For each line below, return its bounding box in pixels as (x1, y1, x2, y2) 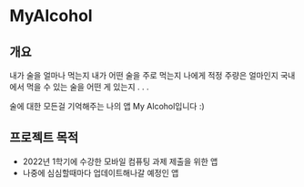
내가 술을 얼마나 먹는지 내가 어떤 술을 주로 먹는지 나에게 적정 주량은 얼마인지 (9, 70, 279, 80)
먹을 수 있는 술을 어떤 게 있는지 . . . (25, 81, 149, 92)
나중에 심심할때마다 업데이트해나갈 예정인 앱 (22, 167, 179, 178)
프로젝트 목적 (9, 130, 79, 146)
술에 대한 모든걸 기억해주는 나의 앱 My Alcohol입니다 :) (9, 101, 205, 111)
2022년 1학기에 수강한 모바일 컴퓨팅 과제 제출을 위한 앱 (22, 156, 218, 167)
